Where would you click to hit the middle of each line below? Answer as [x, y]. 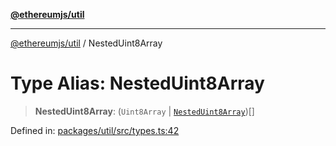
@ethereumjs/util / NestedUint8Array [86, 43]
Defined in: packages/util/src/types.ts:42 [95, 130]
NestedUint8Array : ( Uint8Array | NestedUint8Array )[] [144, 111]
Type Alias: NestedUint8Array [137, 83]
